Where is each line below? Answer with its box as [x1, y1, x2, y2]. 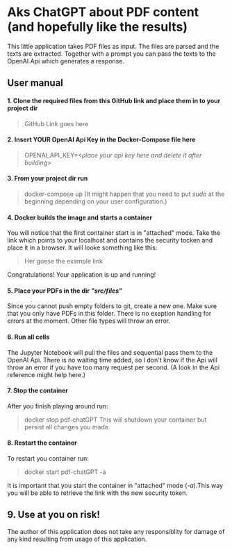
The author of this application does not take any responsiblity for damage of [7, 527, 225, 535]
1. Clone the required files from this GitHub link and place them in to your [7, 96, 221, 105]
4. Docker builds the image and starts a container [7, 213, 153, 222]
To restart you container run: [7, 454, 89, 462]
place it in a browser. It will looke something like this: [7, 243, 158, 252]
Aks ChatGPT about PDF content [7, 4, 199, 20]
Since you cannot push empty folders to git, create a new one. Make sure [7, 302, 217, 310]
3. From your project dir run [7, 174, 88, 183]
